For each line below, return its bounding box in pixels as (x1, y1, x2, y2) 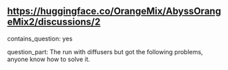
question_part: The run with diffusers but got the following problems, (7, 47, 203, 56)
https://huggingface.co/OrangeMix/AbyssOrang (7, 5, 221, 17)
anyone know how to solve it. (7, 55, 91, 63)
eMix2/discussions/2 (7, 16, 101, 28)
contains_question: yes (7, 34, 73, 43)
